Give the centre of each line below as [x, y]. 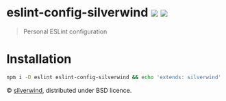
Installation [39, 59]
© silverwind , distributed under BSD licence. [69, 90]
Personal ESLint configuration [65, 31]
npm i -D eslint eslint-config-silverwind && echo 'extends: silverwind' [114, 77]
